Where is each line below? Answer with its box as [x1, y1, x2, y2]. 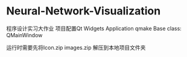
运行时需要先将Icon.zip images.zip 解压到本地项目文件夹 [6, 44, 146, 51]
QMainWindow [6, 31, 43, 38]
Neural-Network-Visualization [6, 4, 161, 18]
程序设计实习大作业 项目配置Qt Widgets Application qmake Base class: [6, 25, 182, 32]
